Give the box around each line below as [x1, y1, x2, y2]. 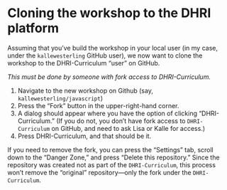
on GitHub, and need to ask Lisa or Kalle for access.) [51, 124, 206, 132]
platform [7, 20, 59, 36]
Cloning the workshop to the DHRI [7, 5, 211, 21]
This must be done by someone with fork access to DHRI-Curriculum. [7, 73, 211, 81]
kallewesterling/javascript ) [17, 94, 104, 102]
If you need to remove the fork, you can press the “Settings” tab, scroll [7, 145, 214, 154]
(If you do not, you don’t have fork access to [56, 116, 186, 125]
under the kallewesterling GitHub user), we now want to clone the [7, 51, 203, 60]
